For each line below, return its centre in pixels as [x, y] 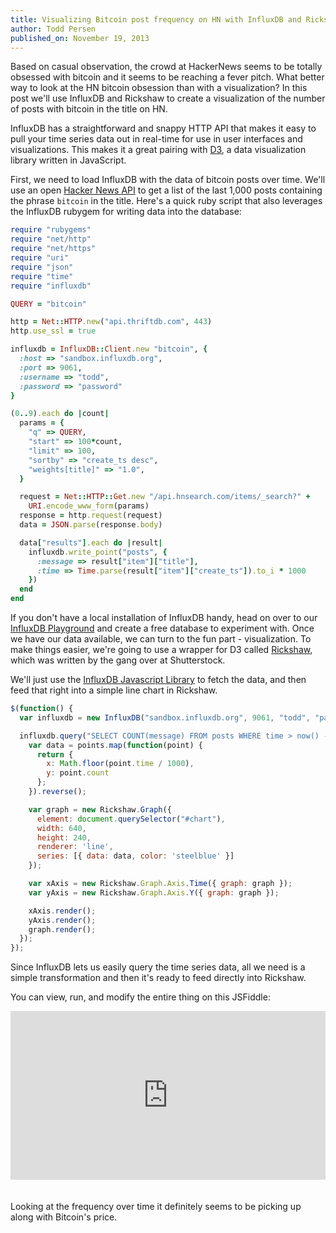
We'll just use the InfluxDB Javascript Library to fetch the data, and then [158, 679]
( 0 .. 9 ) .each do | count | [60, 414]
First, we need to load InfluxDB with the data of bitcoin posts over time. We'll [168, 180]
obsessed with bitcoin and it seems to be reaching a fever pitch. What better [167, 77]
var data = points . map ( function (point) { [115, 745]
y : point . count [78, 773]
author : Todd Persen [53, 29]
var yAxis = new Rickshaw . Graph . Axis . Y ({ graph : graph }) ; [154, 892]
